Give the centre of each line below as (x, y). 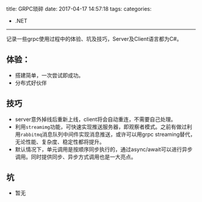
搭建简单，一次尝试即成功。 (49, 75)
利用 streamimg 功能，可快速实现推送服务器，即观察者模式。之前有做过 (101, 127)
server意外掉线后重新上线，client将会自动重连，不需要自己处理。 (95, 119)
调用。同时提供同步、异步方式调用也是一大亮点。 (75, 157)
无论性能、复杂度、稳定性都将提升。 (60, 142)
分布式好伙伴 (31, 82)
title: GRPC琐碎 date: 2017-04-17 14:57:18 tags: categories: (79, 9)
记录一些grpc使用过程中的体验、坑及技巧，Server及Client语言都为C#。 (94, 39)
